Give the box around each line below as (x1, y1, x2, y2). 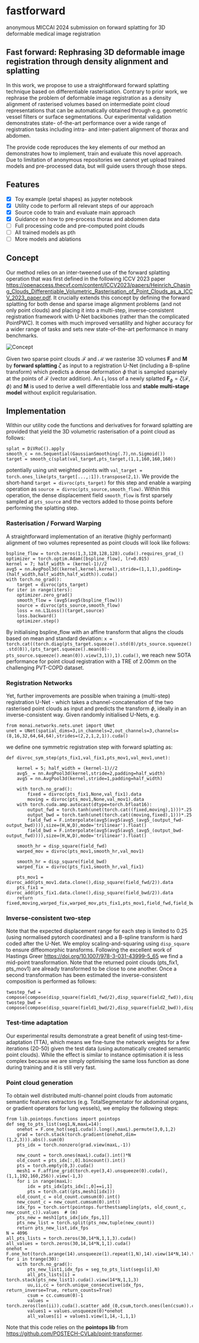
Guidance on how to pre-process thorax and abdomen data (14, 215, 160, 222)
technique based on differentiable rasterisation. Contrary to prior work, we (6, 88, 188, 95)
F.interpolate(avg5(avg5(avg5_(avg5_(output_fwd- (59, 817, 184, 823)
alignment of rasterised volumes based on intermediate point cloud (6, 100, 170, 107)
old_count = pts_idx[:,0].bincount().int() (17, 1157, 126, 1163)
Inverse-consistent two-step (6, 914, 91, 922)
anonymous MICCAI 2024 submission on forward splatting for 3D (6, 24, 166, 31)
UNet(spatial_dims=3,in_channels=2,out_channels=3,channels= (24, 728, 179, 734)
